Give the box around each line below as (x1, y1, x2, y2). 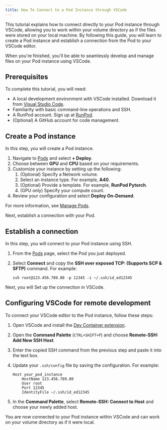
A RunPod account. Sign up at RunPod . (12, 112, 94, 118)
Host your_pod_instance (12, 372, 63, 377)
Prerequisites (5, 73, 48, 81)
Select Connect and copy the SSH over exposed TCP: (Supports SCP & (12, 260, 162, 266)
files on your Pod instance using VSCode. (5, 58, 92, 64)
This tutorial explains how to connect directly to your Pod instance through (5, 21, 160, 27)
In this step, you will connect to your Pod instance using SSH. (5, 241, 132, 247)
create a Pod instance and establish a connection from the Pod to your (5, 37, 152, 44)
